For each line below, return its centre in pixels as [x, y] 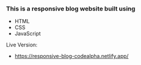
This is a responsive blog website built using [71, 9]
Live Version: [22, 45]
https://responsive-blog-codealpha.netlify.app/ [72, 56]
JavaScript [28, 34]
